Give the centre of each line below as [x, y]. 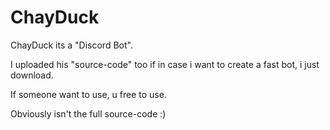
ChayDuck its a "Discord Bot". [71, 45]
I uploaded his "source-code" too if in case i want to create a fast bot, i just [165, 64]
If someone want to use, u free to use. [88, 94]
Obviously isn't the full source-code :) [88, 113]
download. [32, 75]
